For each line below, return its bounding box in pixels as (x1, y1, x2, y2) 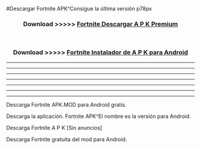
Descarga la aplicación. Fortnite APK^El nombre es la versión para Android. (6, 113, 191, 120)
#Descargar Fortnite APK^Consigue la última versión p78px (6, 5, 153, 12)
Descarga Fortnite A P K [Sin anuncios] (6, 124, 102, 131)
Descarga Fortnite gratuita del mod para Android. (6, 135, 127, 142)
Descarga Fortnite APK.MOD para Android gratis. (6, 101, 127, 108)
